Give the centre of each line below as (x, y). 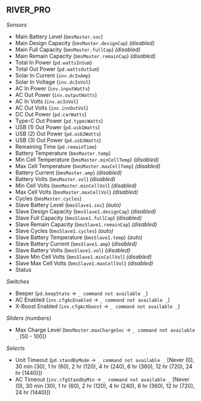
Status (23, 269)
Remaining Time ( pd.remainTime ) (56, 146)
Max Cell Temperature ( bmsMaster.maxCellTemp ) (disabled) (88, 166)
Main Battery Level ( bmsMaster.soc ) (59, 37)
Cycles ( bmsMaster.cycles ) (48, 198)
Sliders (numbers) (29, 318)
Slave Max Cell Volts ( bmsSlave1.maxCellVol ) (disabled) (84, 263)
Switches (18, 281)
